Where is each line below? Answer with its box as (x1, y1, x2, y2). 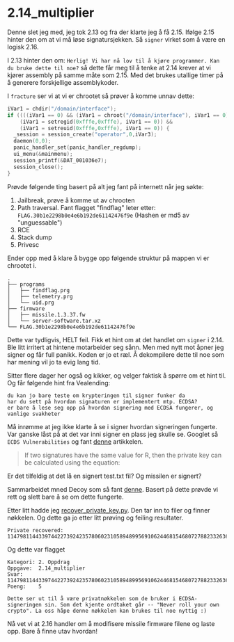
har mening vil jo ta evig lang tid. (7, 358, 101, 366)
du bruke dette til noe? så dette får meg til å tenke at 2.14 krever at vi (7, 63, 211, 72)
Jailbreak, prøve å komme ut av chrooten (17, 196, 135, 204)
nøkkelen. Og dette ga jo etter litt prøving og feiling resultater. (7, 513, 183, 522)
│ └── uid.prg (7, 299, 54, 306)
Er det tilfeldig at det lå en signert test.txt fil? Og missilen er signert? (7, 472, 202, 480)
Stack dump (17, 233, 52, 241)
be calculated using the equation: (24, 458, 120, 467)
